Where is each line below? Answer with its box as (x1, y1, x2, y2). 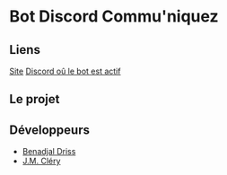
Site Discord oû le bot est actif (9, 66, 121, 76)
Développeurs (9, 122, 90, 137)
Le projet (9, 92, 60, 107)
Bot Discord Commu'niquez (9, 6, 219, 27)
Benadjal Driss (22, 146, 76, 157)
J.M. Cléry (22, 155, 61, 167)
